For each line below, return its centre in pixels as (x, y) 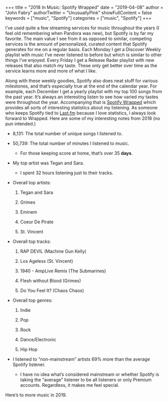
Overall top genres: (33, 300)
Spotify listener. (29, 365)
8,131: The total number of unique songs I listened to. (68, 133)
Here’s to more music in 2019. (36, 395)
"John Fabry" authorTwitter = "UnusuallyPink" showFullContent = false (79, 13)
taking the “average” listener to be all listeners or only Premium (86, 380)
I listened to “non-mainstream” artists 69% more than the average (81, 359)
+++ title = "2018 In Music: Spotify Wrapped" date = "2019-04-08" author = (84, 7)
